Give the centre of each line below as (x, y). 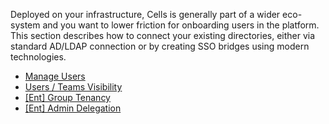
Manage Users (55, 76)
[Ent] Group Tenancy (67, 97)
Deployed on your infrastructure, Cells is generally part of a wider (145, 14)
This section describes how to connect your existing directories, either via (163, 35)
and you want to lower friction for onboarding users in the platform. (181, 25)
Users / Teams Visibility (73, 87)
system (25, 25)
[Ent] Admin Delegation (73, 108)
